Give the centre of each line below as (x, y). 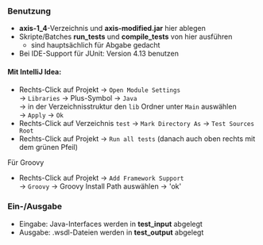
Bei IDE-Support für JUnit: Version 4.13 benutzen (99, 54)
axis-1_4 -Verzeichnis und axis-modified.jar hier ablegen (112, 29)
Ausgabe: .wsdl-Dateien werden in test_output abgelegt (111, 232)
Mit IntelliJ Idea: (35, 71)
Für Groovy (26, 162)
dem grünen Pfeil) (48, 147)
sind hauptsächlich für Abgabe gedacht (95, 45)
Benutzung (29, 11)
